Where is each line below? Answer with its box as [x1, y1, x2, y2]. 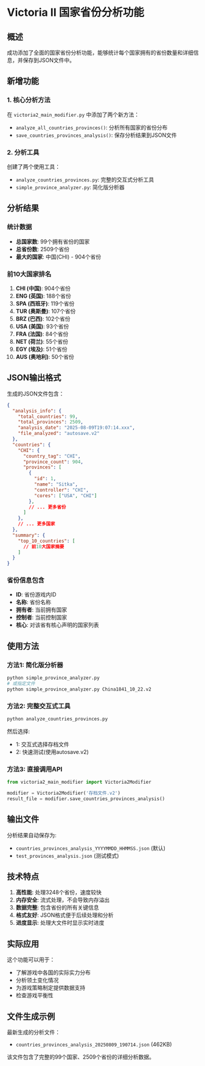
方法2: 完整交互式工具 [7, 702, 71, 710]
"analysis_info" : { [12, 408, 62, 414]
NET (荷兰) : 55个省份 [15, 338, 69, 345]
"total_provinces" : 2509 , [18, 419, 84, 425]
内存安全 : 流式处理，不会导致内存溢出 [15, 896, 110, 904]
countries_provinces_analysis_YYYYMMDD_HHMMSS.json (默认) [15, 844, 166, 852]
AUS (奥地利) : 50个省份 [15, 353, 75, 360]
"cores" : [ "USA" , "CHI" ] [33, 492, 97, 499]
